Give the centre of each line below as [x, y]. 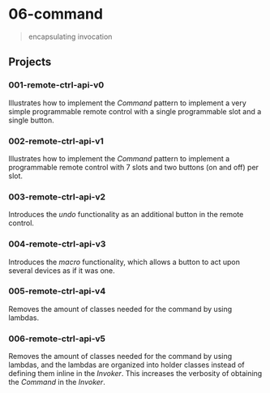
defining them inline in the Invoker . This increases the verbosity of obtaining [135, 374]
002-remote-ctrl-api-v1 [56, 141]
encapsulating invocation [70, 36]
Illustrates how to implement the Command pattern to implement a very [128, 103]
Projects [30, 62]
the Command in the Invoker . [57, 382]
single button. [31, 120]
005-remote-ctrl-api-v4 [57, 291]
